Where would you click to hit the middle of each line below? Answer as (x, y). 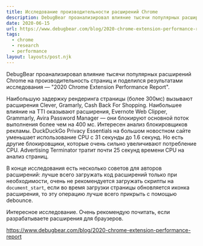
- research (25, 46)
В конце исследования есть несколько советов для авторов (84, 168)
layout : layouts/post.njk (39, 57)
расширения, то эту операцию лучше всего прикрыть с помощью (92, 193)
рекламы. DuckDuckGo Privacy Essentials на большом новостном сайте (99, 131)
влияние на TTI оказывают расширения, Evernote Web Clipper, (87, 111)
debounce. (20, 200)
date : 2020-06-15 (28, 23)
